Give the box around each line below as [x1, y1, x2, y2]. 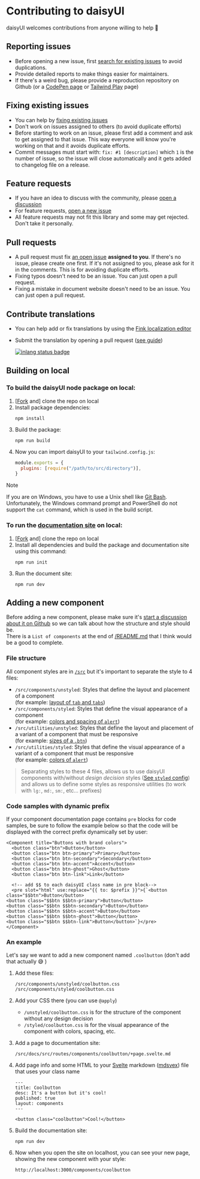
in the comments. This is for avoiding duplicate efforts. [14, 266, 150, 273]
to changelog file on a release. [14, 161, 90, 168]
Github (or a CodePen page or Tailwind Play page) [14, 83, 139, 90]
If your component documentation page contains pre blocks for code [6, 815, 177, 823]
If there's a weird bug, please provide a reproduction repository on [14, 76, 180, 84]
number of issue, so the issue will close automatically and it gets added [14, 154, 192, 162]
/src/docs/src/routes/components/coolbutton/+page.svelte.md [14, 1051, 171, 1057]
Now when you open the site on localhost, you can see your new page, [14, 1149, 190, 1156]
